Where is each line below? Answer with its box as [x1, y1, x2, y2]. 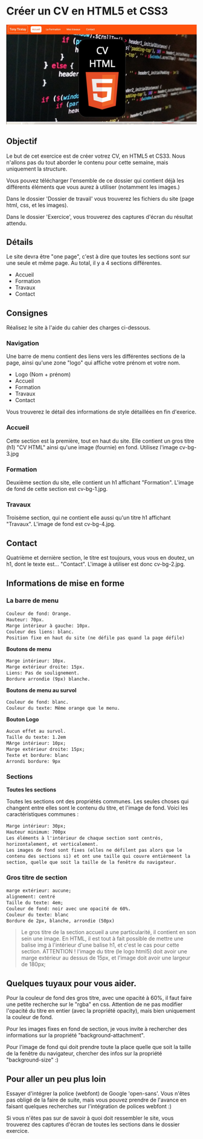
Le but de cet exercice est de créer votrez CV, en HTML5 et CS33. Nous [6, 152, 185, 160]
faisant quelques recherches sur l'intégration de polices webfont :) [6, 1103, 172, 1110]
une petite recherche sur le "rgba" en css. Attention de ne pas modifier [6, 1001, 183, 1008]
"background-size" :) [6, 1056, 59, 1063]
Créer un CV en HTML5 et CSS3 [6, 4, 168, 18]
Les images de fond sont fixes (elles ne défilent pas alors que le [6, 848, 182, 854]
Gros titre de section [6, 874, 68, 882]
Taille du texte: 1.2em [6, 734, 66, 740]
